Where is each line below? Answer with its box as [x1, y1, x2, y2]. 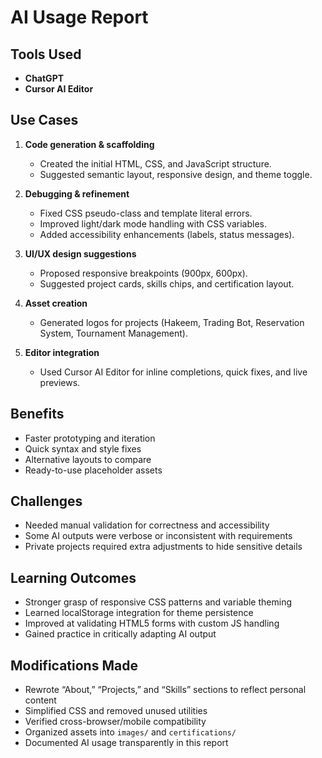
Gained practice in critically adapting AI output [24, 628, 217, 640]
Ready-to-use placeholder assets [24, 464, 163, 476]
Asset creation [24, 297, 88, 309]
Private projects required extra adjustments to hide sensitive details [24, 541, 303, 553]
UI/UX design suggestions [24, 247, 137, 260]
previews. [39, 376, 81, 388]
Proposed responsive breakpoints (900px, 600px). [39, 267, 248, 279]
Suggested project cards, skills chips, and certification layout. [39, 277, 295, 290]
